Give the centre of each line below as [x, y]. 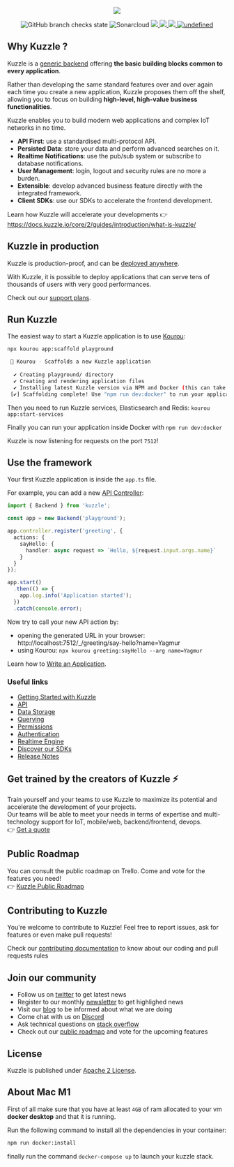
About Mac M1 [39, 1092]
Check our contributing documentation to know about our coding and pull [113, 949]
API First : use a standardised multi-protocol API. [87, 141]
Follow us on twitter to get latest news [72, 995]
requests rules [28, 956]
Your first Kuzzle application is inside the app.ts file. [82, 480]
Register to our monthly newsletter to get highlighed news [100, 1002]
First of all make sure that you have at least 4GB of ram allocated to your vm [115, 1109]
